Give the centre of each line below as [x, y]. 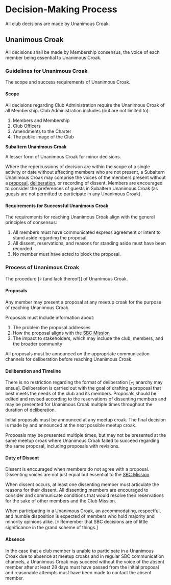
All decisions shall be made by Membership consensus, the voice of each [82, 52]
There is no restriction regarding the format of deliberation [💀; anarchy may [84, 382]
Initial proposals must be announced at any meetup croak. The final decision [86, 420]
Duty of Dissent [22, 458]
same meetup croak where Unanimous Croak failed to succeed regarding [82, 441]
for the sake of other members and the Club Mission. [61, 501]
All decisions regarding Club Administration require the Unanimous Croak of [85, 105]
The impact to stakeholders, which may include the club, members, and [88, 338]
